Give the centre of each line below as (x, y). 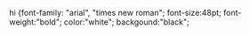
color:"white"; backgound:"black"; (126, 22)
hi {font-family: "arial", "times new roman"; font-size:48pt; (116, 13)
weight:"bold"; (36, 22)
